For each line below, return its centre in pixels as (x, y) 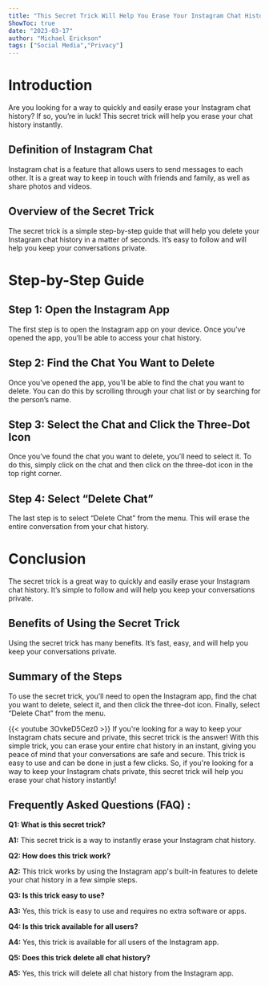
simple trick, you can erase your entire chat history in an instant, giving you (132, 746)
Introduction (50, 86)
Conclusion (47, 559)
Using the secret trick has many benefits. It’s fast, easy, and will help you (128, 642)
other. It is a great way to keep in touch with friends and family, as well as (129, 177)
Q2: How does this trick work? (60, 855)
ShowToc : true (32, 23)
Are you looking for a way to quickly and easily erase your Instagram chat (129, 108)
